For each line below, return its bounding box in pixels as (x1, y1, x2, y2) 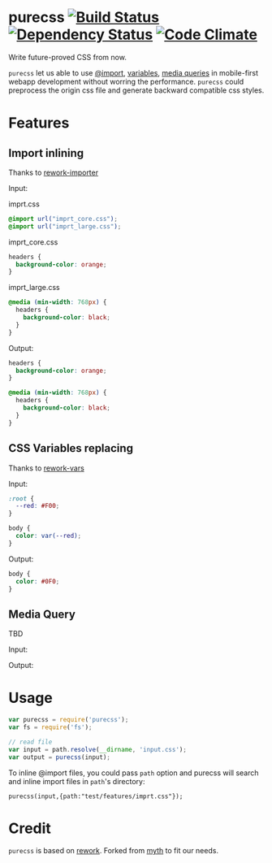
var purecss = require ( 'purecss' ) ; (8, 716, 129, 724)
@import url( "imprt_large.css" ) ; (8, 222, 122, 231)
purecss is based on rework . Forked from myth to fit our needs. (8, 846, 219, 856)
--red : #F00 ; (15, 502, 60, 510)
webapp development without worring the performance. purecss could (8, 76, 244, 86)
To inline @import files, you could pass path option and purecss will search (8, 768, 259, 778)
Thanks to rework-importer (8, 167, 99, 177)
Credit (8, 819, 51, 837)
